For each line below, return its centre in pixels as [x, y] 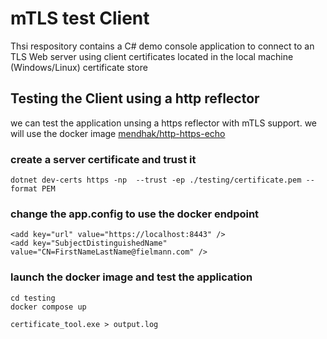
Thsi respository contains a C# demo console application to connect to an [162, 46]
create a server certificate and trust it [103, 159]
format [24, 189]
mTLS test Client [80, 18]
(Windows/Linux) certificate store [79, 67]
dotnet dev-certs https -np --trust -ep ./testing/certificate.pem [156, 180]
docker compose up [48, 307]
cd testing [33, 298]
